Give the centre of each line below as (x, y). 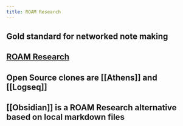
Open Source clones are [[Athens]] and (82, 77)
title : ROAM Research (34, 12)
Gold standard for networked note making (87, 37)
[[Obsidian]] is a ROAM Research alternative (92, 108)
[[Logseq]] (27, 87)
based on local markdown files (65, 117)
